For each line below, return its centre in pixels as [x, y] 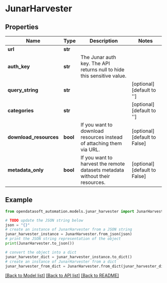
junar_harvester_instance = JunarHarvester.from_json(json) [69, 234]
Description [104, 41]
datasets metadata [102, 170]
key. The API [95, 63]
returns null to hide [102, 70]
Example [19, 200]
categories [21, 111]
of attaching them [101, 143]
